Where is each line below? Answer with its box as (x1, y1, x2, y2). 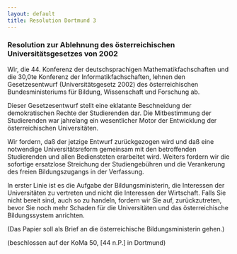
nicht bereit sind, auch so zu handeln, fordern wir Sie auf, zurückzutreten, (7, 195, 222, 205)
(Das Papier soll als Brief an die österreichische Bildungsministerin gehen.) (7, 224, 225, 233)
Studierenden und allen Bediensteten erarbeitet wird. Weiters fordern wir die (7, 152, 230, 161)
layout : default (7, 10, 55, 18)
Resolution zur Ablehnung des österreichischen (7, 40, 175, 50)
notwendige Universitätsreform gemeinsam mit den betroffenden (7, 145, 197, 153)
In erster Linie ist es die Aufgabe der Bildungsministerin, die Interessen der (7, 181, 225, 189)
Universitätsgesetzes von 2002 (7, 49, 118, 59)
